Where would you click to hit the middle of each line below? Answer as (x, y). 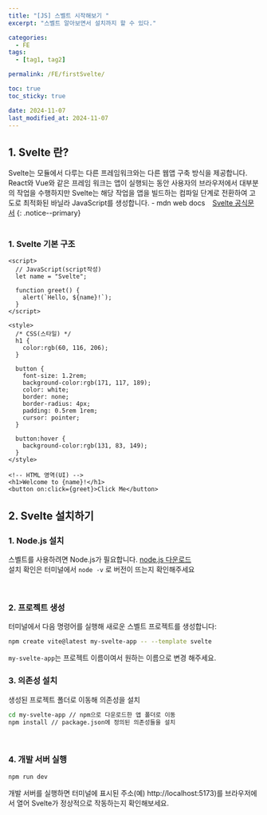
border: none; (46, 397)
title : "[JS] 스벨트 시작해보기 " (59, 16)
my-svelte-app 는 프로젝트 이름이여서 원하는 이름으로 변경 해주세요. (112, 658)
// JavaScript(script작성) (59, 270)
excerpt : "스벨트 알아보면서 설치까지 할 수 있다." (82, 23)
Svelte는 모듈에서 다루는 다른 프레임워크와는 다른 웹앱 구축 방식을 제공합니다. (128, 173)
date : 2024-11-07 (37, 110)
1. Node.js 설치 (36, 540)
